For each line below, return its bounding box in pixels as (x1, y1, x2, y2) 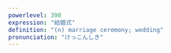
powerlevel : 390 (8, 11, 61, 19)
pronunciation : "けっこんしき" (8, 33, 104, 41)
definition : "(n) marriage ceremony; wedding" (8, 26, 164, 34)
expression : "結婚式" (8, 19, 76, 26)
